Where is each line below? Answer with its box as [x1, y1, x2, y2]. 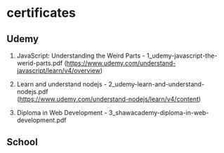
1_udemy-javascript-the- [146, 51, 218, 60]
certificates [6, 5, 77, 21]
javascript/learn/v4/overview [16, 67, 101, 74]
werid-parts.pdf [16, 59, 63, 67]
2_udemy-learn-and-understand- [107, 80, 205, 88]
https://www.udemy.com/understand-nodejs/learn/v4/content [19, 95, 199, 103]
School [6, 136, 38, 148]
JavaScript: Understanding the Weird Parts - [16, 51, 145, 60]
